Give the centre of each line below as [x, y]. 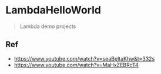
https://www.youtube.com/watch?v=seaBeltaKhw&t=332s [84, 58]
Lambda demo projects [48, 26]
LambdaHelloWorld [53, 10]
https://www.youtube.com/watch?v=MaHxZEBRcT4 [76, 65]
